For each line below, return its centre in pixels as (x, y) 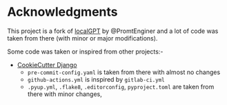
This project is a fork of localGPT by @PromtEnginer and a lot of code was (113, 31)
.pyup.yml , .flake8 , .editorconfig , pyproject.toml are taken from (121, 86)
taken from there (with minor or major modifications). (82, 38)
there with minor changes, (65, 94)
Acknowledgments (63, 12)
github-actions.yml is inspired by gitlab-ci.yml (96, 79)
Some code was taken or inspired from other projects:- (85, 51)
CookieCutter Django (47, 65)
